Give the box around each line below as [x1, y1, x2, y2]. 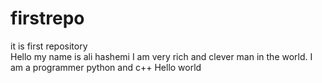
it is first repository [10, 40, 88, 52]
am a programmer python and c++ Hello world [10, 61, 202, 73]
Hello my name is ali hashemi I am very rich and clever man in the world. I [10, 50, 313, 62]
